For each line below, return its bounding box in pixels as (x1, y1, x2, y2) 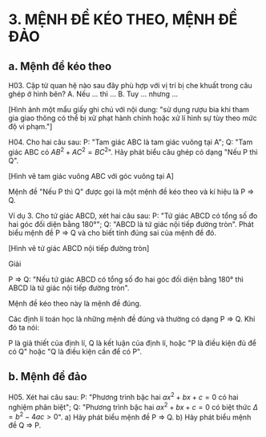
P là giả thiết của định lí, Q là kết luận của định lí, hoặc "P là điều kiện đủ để (8, 338, 256, 347)
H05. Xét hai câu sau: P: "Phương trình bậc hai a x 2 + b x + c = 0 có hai (8, 391, 239, 403)
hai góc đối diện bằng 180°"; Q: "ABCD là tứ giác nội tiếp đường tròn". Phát (8, 219, 254, 229)
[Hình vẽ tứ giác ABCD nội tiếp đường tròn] (8, 243, 150, 253)
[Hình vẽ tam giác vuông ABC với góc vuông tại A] (8, 171, 175, 180)
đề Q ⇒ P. (8, 420, 42, 431)
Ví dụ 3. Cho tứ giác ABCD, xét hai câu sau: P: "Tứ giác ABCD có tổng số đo (8, 211, 258, 221)
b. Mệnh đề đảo (8, 370, 87, 383)
